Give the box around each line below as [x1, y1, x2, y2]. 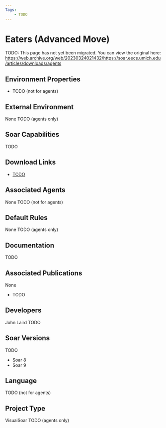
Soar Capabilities [5, 130, 60, 139]
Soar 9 [12, 362, 26, 368]
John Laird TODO [5, 319, 41, 325]
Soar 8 [12, 357, 26, 363]
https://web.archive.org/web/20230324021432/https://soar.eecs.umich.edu [5, 55, 161, 61]
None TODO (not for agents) [5, 199, 63, 205]
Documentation [5, 241, 55, 249]
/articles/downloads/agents [5, 60, 62, 66]
